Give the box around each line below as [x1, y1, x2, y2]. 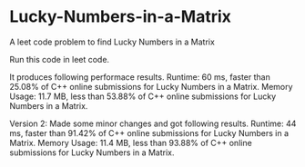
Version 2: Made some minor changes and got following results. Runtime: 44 [9, 118, 297, 129]
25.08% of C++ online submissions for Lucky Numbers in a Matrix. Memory [9, 81, 293, 92]
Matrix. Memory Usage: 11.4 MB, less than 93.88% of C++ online [9, 137, 252, 148]
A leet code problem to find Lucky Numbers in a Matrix [9, 36, 216, 47]
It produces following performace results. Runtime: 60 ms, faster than [9, 71, 270, 83]
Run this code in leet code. [9, 54, 110, 64]
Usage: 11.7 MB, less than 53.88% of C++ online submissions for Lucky [9, 91, 277, 102]
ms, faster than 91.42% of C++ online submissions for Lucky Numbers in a [9, 127, 290, 138]
